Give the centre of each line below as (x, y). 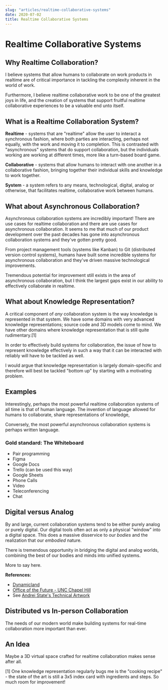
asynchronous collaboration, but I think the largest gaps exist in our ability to (84, 280)
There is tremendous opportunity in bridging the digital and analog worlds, (82, 550)
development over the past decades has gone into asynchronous (72, 234)
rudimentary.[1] (21, 335)
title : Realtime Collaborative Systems (47, 19)
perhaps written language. (32, 430)
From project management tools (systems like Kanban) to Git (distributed (80, 250)
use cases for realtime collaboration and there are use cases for (71, 224)
